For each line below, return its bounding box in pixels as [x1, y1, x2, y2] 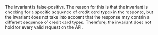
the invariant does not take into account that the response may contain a [5, 14, 150, 20]
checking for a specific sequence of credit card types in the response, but [5, 9, 154, 15]
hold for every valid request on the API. [5, 24, 83, 30]
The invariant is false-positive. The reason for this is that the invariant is [5, 4, 148, 10]
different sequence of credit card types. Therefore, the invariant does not [5, 19, 152, 25]
